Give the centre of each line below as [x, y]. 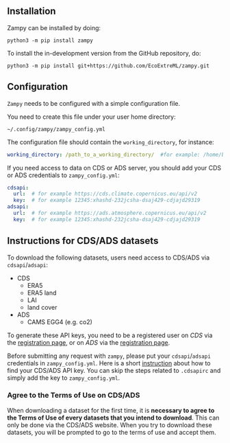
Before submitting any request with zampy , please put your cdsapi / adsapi [109, 356]
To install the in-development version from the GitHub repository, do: [104, 53]
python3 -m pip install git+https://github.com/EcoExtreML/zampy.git [108, 66]
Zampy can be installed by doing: [54, 27]
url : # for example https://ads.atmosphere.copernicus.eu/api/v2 [110, 213]
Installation [31, 11]
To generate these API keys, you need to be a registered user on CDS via [110, 335]
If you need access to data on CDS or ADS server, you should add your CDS [114, 168]
